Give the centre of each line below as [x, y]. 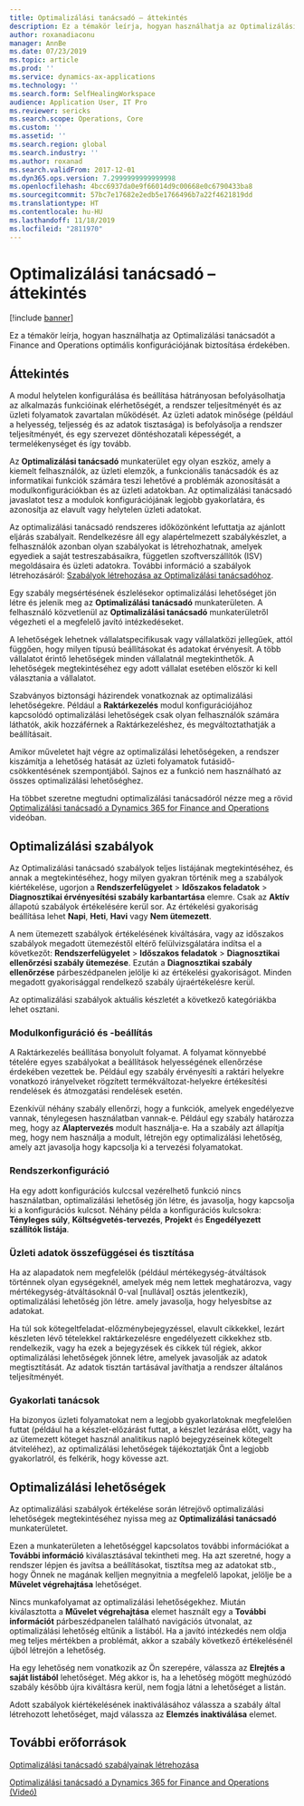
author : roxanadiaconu [52, 34]
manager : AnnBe [38, 43]
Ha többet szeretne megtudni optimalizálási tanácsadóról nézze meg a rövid [151, 799]
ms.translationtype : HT [54, 204]
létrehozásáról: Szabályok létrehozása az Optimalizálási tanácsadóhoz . [142, 575]
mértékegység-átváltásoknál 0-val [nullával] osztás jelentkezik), [129, 1291]
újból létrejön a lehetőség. [58, 1650]
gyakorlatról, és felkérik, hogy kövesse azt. [89, 1458]
